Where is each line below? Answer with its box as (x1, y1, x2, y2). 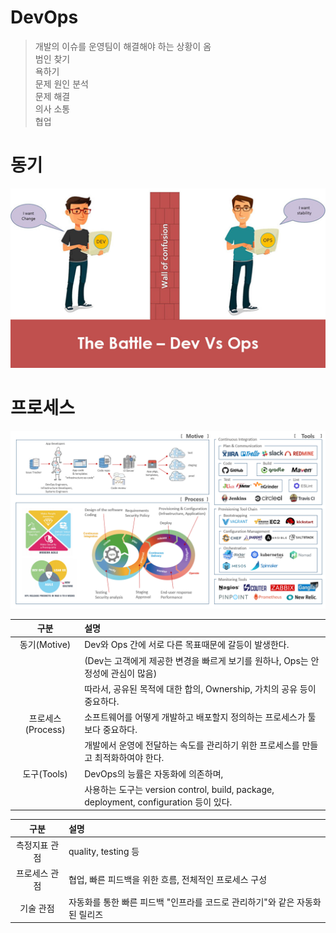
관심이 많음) (110, 667, 158, 679)
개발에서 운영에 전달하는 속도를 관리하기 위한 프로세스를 (84, 739, 300, 751)
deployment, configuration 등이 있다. (84, 796, 233, 808)
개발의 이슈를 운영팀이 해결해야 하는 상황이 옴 (34, 40, 212, 52)
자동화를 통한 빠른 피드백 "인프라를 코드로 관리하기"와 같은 (68, 896, 295, 908)
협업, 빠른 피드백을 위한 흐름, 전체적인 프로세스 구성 (68, 874, 268, 886)
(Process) (24, 723, 66, 735)
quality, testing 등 (68, 846, 140, 858)
